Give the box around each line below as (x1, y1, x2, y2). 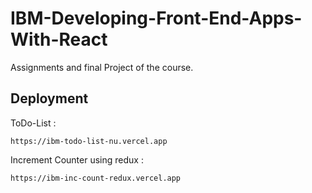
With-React (10, 28, 108, 51)
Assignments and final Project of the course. (10, 61, 194, 73)
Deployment (10, 90, 89, 107)
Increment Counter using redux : (10, 153, 144, 166)
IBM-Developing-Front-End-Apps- (10, 7, 303, 30)
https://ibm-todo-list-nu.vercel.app (10, 136, 168, 146)
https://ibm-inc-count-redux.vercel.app (10, 173, 182, 183)
